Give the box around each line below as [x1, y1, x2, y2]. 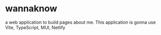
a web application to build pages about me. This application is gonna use [5, 19, 156, 25]
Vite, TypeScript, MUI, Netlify [5, 24, 66, 30]
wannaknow [5, 3, 58, 14]
